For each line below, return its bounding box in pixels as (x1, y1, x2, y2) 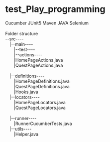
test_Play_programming (5, 3, 106, 15)
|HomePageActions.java (14, 57, 63, 63)
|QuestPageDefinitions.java (14, 83, 70, 89)
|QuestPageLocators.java (14, 105, 66, 111)
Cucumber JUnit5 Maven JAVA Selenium (5, 20, 89, 26)
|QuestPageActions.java (14, 62, 63, 68)
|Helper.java (14, 131, 39, 137)
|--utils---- (9, 126, 32, 132)
